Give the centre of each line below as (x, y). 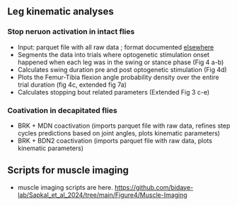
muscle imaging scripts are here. (65, 187)
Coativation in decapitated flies (63, 110)
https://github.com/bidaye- (154, 187)
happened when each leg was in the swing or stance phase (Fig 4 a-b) (121, 62)
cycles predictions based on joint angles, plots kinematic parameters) (119, 133)
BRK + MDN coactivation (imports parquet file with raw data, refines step (124, 126)
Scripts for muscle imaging (68, 170)
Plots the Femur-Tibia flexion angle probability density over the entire (118, 77)
